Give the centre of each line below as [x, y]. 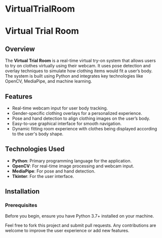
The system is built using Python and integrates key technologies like [74, 76]
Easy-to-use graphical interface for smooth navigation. [67, 124]
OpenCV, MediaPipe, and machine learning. [49, 81]
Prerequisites [21, 206]
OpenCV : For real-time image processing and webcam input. [73, 166]
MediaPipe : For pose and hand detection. [54, 171]
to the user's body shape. [38, 134]
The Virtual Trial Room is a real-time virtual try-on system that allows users [81, 61]
